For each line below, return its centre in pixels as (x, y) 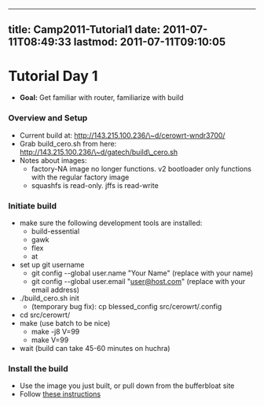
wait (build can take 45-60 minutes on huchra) (95, 348)
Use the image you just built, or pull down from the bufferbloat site (127, 386)
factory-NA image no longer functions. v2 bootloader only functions (141, 168)
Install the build (38, 368)
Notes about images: (53, 160)
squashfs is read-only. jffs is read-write (95, 185)
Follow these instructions (60, 394)
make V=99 (50, 340)
